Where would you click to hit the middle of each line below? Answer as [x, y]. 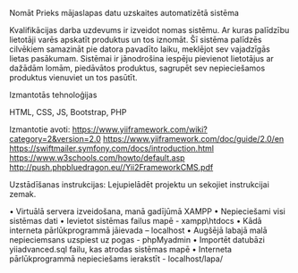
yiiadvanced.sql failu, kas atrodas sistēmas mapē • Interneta [121, 249]
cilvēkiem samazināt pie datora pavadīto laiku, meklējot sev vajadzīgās [140, 49]
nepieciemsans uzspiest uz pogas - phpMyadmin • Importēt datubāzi [137, 240]
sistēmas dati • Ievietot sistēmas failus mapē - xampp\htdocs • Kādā [136, 221]
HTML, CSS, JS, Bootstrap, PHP [68, 112]
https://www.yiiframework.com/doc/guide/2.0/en [193, 139]
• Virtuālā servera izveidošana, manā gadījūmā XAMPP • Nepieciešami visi [148, 211]
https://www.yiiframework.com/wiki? [140, 129]
